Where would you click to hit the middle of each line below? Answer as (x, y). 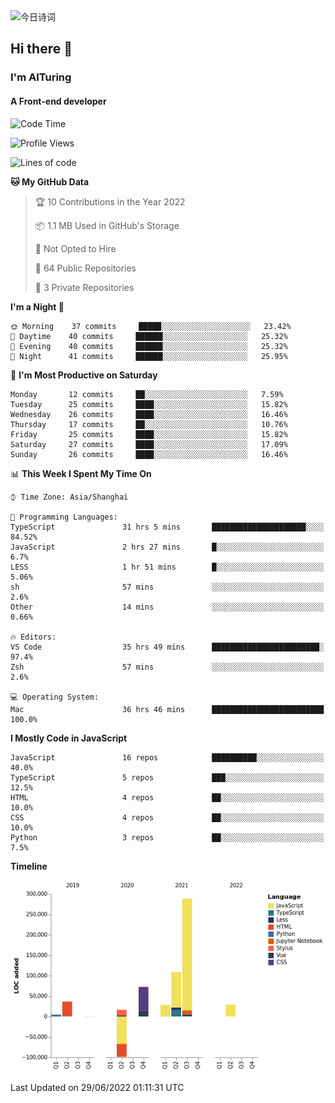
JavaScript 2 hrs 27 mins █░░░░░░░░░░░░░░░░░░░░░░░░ (167, 547)
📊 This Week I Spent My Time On (81, 473)
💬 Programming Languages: (64, 517)
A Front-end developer (58, 101)
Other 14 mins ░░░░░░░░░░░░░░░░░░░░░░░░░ (167, 607)
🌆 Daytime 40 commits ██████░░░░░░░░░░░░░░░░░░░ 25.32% (149, 336)
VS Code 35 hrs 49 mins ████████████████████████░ (167, 647)
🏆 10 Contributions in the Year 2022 (110, 201)
